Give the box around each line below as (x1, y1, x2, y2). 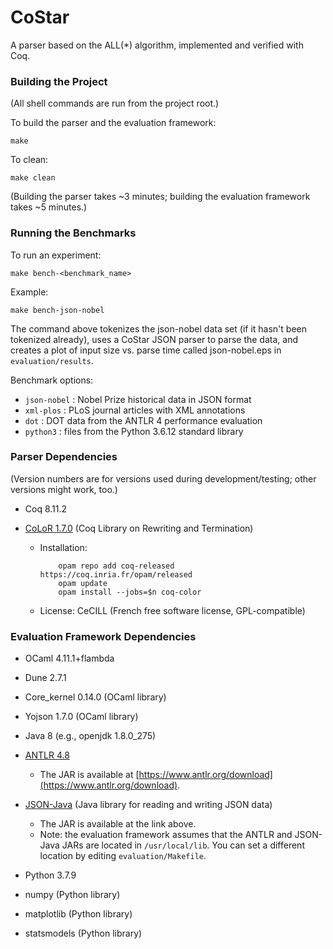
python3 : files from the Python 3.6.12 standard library (24, 425, 244, 437)
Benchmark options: (10, 374, 94, 386)
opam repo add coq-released (58, 561, 175, 571)
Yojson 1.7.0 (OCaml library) (24, 711, 139, 723)
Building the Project (10, 74, 108, 88)
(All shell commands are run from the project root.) (10, 97, 220, 110)
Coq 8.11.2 (24, 502, 68, 515)
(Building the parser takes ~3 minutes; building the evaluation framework (10, 191, 311, 203)
